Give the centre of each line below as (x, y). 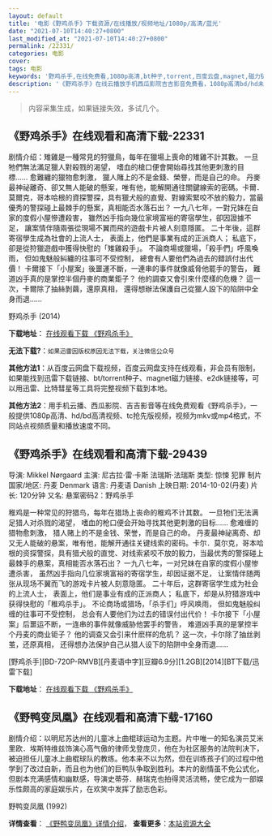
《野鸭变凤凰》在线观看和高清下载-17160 (110, 717)
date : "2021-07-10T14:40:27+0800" (67, 31)
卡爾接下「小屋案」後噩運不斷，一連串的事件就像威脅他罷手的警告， (138, 269)
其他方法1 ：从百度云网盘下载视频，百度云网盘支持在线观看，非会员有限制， (134, 368)
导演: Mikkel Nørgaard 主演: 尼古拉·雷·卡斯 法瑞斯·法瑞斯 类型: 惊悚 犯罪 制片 (135, 475)
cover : (19, 62)
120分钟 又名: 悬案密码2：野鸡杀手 (76, 495)
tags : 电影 (25, 69)
